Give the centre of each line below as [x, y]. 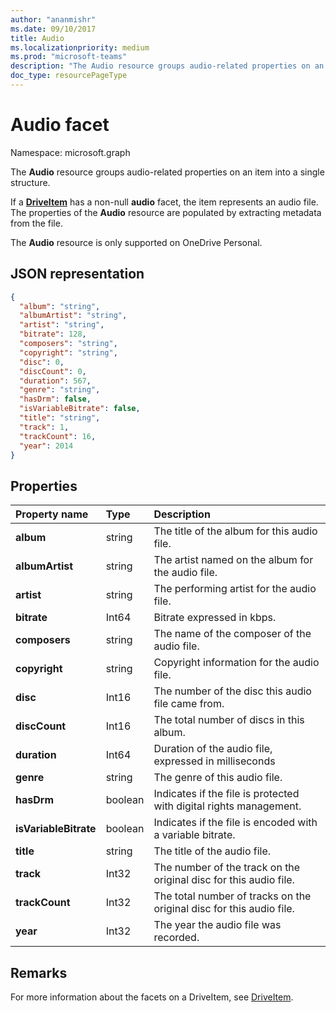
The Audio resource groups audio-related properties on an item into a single [167, 172]
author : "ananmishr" [53, 19]
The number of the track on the [227, 868]
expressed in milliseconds [214, 761]
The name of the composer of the [232, 634]
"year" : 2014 [46, 446]
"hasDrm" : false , [55, 399]
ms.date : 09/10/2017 [53, 29]
